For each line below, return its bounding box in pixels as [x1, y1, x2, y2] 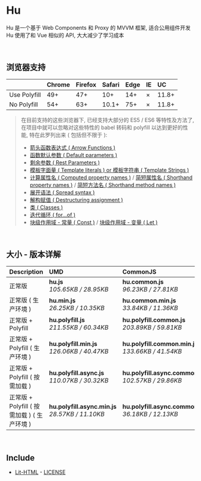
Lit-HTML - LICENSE [14, 468, 66, 476]
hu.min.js [48, 296, 76, 305]
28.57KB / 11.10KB [48, 410, 105, 418]
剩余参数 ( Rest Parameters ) [29, 159, 100, 166]
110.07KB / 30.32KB [48, 376, 109, 384]
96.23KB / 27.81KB [122, 285, 178, 293]
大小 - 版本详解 [6, 249, 61, 260]
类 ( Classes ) [29, 204, 63, 211]
